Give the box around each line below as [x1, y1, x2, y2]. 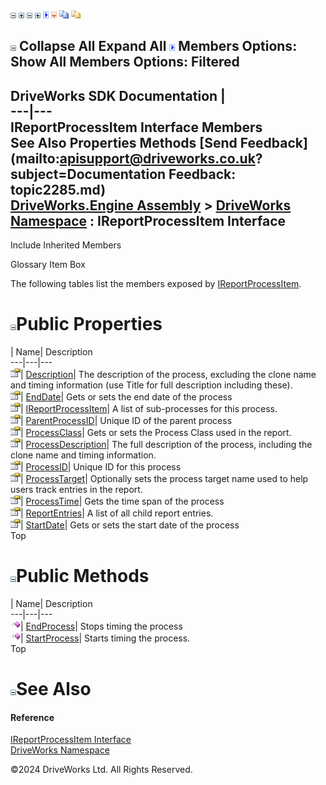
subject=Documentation [10, 165, 167, 183]
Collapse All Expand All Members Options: [18, 38, 298, 55]
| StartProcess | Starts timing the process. [20, 632, 191, 644]
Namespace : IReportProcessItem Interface [10, 212, 287, 229]
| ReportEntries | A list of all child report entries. [20, 507, 214, 519]
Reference [10, 711, 55, 723]
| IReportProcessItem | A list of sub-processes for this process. [20, 403, 278, 415]
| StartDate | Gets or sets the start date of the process [20, 519, 240, 531]
